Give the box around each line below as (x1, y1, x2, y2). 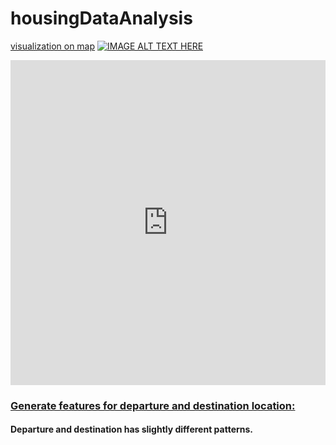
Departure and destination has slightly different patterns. (10, 423, 254, 436)
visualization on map (10, 40, 96, 52)
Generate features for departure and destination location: (10, 398, 296, 412)
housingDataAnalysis (10, 7, 193, 30)
